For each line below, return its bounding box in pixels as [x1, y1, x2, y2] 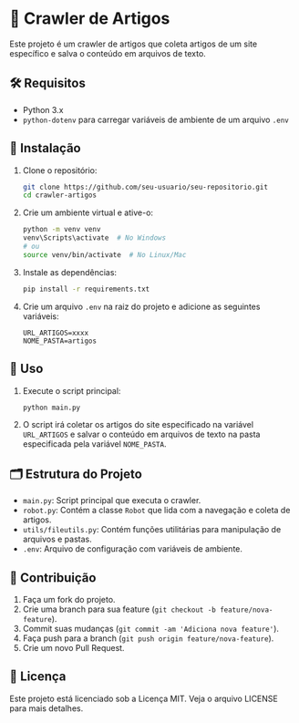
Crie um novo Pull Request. [22, 643, 125, 653]
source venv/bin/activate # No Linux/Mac [22, 250, 187, 259]
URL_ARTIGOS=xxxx [22, 328, 89, 337]
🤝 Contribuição [9, 570, 97, 585]
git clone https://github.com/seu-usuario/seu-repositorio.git [22, 182, 269, 191]
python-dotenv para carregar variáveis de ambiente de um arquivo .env [22, 114, 289, 125]
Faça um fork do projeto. [22, 594, 116, 604]
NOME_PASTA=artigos [22, 336, 98, 346]
